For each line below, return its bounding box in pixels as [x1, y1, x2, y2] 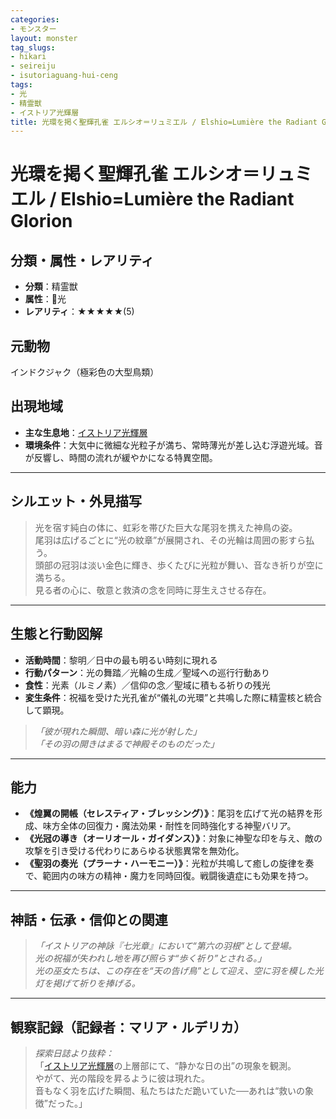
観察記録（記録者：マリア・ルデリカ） [10, 1019, 247, 1036]
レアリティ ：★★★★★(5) [24, 306, 135, 318]
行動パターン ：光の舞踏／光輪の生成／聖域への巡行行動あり [24, 666, 271, 678]
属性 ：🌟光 [24, 293, 67, 305]
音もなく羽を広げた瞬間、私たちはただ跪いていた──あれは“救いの [34, 1084, 306, 1096]
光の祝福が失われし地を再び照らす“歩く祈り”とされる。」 [34, 952, 267, 965]
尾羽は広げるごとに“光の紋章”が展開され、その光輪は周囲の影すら [34, 534, 307, 546]
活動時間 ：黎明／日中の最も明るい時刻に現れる [24, 654, 218, 666]
